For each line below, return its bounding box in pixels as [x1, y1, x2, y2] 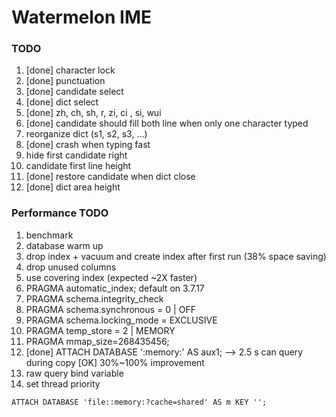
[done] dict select [25, 96, 99, 108]
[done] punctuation [25, 75, 106, 87]
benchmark [25, 229, 74, 241]
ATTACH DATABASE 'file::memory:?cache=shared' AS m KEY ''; [11, 397, 268, 407]
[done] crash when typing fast [25, 139, 151, 151]
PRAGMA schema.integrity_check [25, 292, 164, 305]
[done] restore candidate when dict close [25, 171, 196, 183]
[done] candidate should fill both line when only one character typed [25, 117, 309, 130]
